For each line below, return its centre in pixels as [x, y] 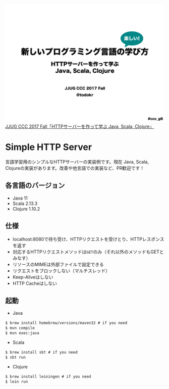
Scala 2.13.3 [25, 203]
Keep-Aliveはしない [33, 277]
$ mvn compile [20, 328]
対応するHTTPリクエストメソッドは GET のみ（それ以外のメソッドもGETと [88, 252]
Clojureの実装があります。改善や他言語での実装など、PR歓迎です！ [75, 168]
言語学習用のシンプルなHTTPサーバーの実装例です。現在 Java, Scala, [77, 162]
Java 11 [20, 198]
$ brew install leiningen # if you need [48, 377]
